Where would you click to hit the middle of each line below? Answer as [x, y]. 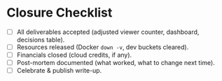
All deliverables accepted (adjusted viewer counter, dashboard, [108, 32]
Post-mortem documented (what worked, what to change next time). [116, 63]
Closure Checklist [60, 13]
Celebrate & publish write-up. [59, 71]
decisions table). [41, 40]
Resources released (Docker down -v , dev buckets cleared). [103, 47]
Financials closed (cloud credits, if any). [74, 55]
